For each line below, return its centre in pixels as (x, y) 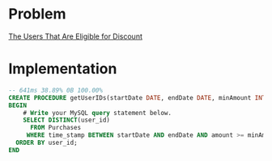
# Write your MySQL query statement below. (98, 113)
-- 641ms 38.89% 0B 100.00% (56, 90)
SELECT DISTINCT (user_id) (67, 120)
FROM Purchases (55, 128)
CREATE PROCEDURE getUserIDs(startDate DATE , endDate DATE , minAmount (130, 97)
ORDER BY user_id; (47, 142)
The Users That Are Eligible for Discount (76, 36)
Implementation (63, 69)
